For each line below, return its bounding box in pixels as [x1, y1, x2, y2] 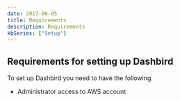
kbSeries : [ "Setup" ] [7, 29, 67, 37]
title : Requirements [7, 17, 67, 24]
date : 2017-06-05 [7, 10, 58, 17]
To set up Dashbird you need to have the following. [7, 74, 153, 82]
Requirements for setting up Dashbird [7, 55, 174, 67]
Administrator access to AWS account [17, 88, 126, 96]
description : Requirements [7, 23, 85, 30]
